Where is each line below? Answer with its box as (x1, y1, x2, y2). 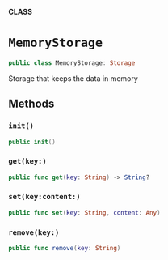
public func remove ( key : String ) (8, 245, 121, 253)
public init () (8, 138, 57, 146)
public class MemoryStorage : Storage (8, 58, 136, 67)
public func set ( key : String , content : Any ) (8, 208, 161, 217)
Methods (8, 97, 55, 111)
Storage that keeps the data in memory (8, 73, 139, 83)
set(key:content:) (8, 192, 81, 202)
